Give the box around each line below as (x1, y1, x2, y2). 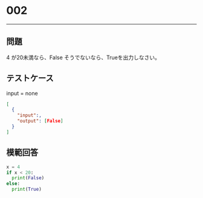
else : (6, 180, 20, 187)
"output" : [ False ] (17, 118, 63, 124)
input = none (6, 89, 38, 97)
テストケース (6, 73, 54, 83)
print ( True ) (11, 187, 42, 193)
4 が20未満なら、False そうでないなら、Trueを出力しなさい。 (6, 54, 160, 61)
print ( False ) (11, 175, 45, 181)
